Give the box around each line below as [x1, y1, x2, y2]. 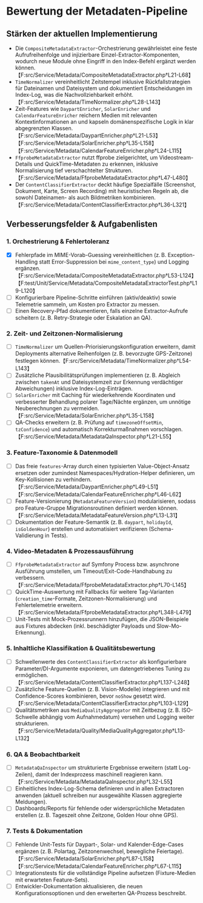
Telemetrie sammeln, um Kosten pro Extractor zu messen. [15, 300, 160, 308]
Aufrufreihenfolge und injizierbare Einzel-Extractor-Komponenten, [15, 51, 180, 58]
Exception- [167, 251, 195, 258]
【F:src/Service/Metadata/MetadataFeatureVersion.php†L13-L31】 [15, 511, 181, 519]
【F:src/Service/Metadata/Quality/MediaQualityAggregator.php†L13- [15, 726, 186, 734]
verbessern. [15, 574, 45, 582]
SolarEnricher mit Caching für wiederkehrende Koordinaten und [15, 392, 176, 399]
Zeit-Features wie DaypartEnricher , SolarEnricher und [15, 105, 151, 112]
